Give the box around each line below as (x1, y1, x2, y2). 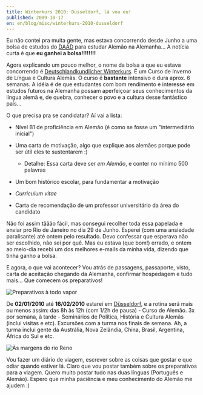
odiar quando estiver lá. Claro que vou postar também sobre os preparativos (6, 362, 197, 370)
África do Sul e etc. (6, 333, 55, 340)
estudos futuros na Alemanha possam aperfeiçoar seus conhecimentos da (6, 87, 193, 95)
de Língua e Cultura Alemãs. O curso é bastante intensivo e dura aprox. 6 (6, 74, 191, 82)
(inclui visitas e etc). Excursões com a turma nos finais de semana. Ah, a (6, 320, 187, 327)
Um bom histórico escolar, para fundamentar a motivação (15, 178, 159, 186)
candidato (15, 208, 41, 215)
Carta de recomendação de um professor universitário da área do (15, 201, 179, 209)
